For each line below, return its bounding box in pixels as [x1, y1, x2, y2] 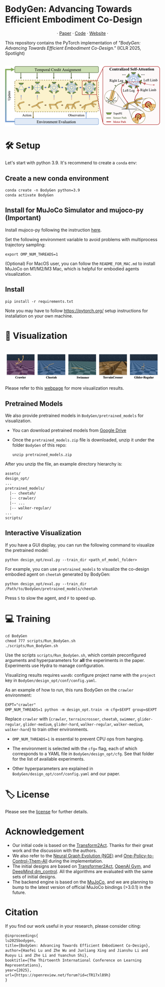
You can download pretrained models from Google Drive [12, 427, 127, 433]
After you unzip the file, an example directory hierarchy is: [5, 461, 123, 467]
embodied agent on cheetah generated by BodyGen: [5, 571, 110, 577]
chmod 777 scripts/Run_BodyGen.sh [5, 638, 76, 643]
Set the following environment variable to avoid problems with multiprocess [5, 236, 158, 242]
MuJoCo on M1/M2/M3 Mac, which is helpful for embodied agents [5, 265, 139, 272]
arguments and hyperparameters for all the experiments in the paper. [5, 657, 145, 663]
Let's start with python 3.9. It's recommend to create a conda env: [5, 160, 137, 166]
